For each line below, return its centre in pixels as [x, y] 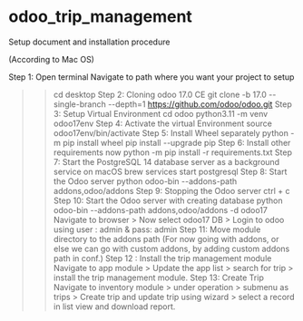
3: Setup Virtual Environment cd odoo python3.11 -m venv [161, 113]
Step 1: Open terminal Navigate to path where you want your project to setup [151, 77]
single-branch [79, 104]
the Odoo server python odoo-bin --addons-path [145, 181]
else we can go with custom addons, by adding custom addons [171, 248]
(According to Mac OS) [51, 59]
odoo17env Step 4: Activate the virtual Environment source [163, 123]
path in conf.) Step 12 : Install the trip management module [162, 258]
